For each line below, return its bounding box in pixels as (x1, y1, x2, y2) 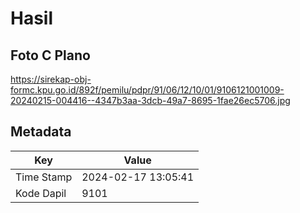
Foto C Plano (10, 47, 91, 64)
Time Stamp (15, 170, 73, 184)
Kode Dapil (15, 186, 67, 200)
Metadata (10, 123, 72, 141)
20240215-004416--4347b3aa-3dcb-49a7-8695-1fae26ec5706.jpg (10, 95, 291, 106)
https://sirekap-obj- (10, 73, 92, 85)
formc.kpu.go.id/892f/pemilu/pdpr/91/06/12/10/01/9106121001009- (10, 84, 285, 96)
